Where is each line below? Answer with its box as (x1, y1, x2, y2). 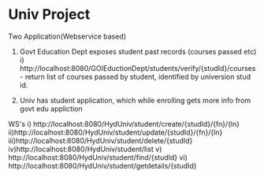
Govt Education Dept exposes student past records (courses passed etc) (19, 46, 257, 56)
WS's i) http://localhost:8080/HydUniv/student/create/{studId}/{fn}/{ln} (8, 119, 240, 128)
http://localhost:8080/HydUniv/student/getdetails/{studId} (8, 161, 197, 170)
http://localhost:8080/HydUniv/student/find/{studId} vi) (8, 152, 188, 162)
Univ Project (8, 6, 91, 24)
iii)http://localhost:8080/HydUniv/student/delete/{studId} (8, 135, 193, 145)
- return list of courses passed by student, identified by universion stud (19, 72, 251, 81)
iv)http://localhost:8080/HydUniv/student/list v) (8, 144, 162, 154)
